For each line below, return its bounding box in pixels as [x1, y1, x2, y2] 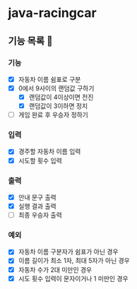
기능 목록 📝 [8, 35, 54, 47]
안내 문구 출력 [18, 193, 56, 201]
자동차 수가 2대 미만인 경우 [18, 265, 93, 273]
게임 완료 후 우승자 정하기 [18, 111, 89, 119]
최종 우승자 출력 [18, 211, 62, 220]
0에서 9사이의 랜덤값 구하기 [18, 83, 95, 93]
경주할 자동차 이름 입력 [18, 147, 81, 156]
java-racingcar [8, 5, 97, 21]
